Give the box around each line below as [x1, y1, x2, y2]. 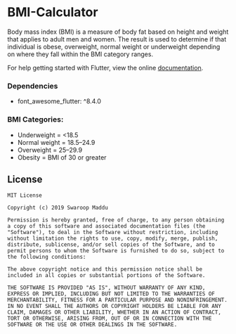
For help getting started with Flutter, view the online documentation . [7, 63, 204, 72]
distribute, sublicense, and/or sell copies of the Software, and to [7, 241, 216, 248]
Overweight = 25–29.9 [17, 146, 83, 154]
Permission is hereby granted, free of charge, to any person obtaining [7, 217, 225, 224]
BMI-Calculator [7, 4, 98, 20]
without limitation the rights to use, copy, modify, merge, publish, [7, 235, 218, 243]
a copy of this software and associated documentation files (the [7, 223, 206, 230]
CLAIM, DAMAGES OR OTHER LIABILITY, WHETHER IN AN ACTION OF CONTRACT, [7, 309, 221, 316]
